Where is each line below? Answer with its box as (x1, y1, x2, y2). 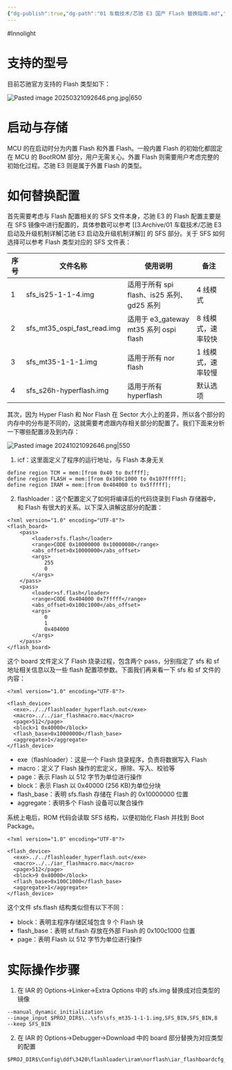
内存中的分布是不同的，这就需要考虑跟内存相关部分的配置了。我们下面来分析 (7, 419, 225, 427)
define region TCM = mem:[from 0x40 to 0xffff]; (7, 469, 150, 477)
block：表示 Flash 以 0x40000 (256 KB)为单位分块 (17, 782, 161, 790)
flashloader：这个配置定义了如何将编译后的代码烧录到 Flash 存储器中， (17, 495, 220, 503)
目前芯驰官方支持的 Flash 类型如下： (7, 79, 111, 88)
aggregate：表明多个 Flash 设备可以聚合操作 (17, 799, 144, 807)
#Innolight (7, 29, 36, 37)
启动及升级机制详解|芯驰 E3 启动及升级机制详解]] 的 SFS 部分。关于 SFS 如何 (7, 229, 225, 238)
